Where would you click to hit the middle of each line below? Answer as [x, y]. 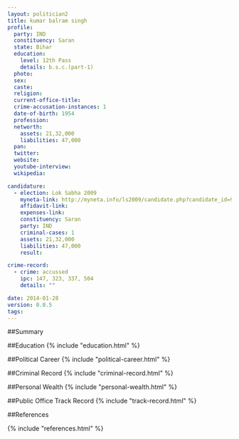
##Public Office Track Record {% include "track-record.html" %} [102, 401]
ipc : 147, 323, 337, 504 [57, 279]
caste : [23, 87]
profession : [32, 120]
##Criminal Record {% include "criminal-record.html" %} [91, 373]
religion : [28, 94]
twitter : [27, 153]
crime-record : [28, 266]
